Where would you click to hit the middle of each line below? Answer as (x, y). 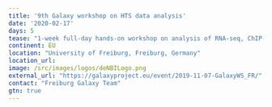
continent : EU (32, 46)
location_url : (32, 61)
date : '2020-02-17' (41, 23)
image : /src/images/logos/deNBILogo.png (78, 68)
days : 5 (21, 31)
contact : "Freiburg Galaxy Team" (65, 83)
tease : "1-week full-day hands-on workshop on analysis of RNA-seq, (126, 38)
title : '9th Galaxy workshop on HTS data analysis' (97, 16)
